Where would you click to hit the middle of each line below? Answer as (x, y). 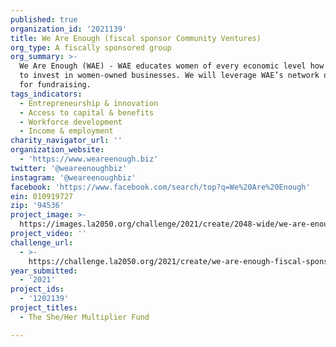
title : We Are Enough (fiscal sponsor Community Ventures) (136, 38)
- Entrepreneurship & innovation (89, 103)
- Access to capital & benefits (87, 112)
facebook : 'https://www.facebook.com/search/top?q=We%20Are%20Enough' (160, 187)
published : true (44, 19)
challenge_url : (42, 242)
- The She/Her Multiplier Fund (84, 317)
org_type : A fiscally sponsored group (91, 47)
